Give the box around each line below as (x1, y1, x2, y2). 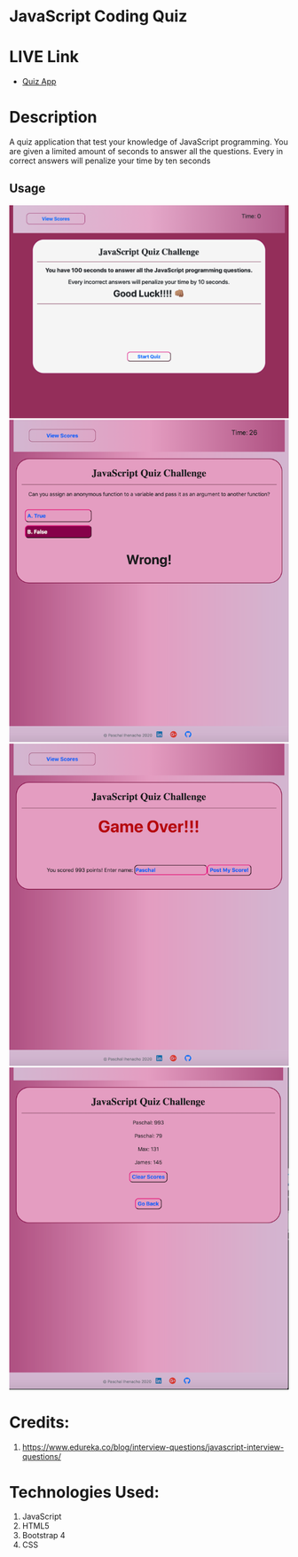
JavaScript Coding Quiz (9, 6, 188, 27)
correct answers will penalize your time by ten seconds (9, 155, 211, 166)
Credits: (9, 1412, 70, 1432)
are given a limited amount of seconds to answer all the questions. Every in (9, 146, 284, 157)
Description (9, 107, 98, 128)
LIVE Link (9, 47, 80, 67)
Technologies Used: (9, 1482, 160, 1502)
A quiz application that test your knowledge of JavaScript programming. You (9, 137, 288, 147)
